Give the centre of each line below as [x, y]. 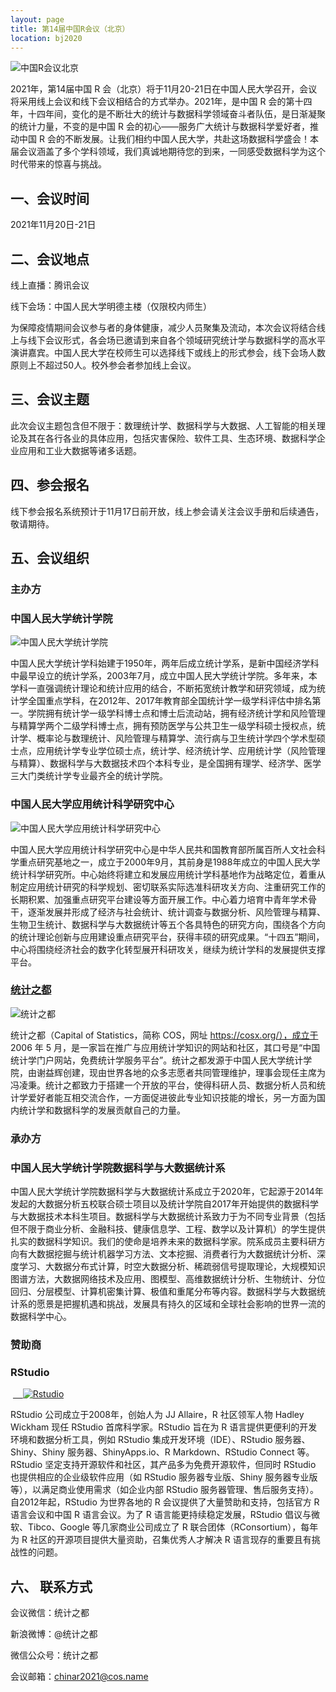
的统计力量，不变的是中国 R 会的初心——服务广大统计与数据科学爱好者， [160, 127]
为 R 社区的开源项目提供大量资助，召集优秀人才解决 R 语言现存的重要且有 [161, 1540]
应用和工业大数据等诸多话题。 [80, 450]
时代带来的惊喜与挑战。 [58, 164]
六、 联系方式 [51, 1586]
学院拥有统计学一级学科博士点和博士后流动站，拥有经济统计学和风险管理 [176, 713]
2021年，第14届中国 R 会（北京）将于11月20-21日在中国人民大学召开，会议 [164, 89]
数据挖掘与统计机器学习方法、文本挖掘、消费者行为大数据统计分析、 [176, 1254]
